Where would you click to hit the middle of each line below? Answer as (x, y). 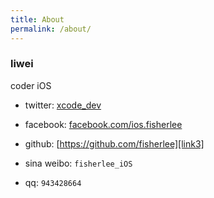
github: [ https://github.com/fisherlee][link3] (114, 143)
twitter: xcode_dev (63, 105)
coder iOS (31, 85)
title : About (37, 19)
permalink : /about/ (51, 29)
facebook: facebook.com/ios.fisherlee (103, 124)
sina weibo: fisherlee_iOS (78, 163)
